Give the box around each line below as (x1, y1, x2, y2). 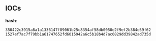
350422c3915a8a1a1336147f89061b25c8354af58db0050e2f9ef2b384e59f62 (5, 27, 151, 32)
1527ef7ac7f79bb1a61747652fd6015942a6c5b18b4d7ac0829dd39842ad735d (5, 31, 151, 37)
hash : (5, 17, 18, 23)
